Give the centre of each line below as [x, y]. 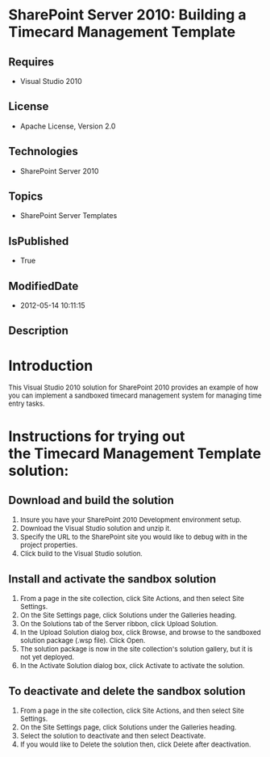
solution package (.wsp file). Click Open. [83, 641]
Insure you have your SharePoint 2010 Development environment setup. [131, 520]
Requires [31, 62]
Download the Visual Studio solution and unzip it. [96, 528]
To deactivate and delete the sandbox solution [127, 691]
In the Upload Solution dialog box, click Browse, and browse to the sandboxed [140, 633]
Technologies [44, 151]
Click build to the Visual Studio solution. [81, 554]
